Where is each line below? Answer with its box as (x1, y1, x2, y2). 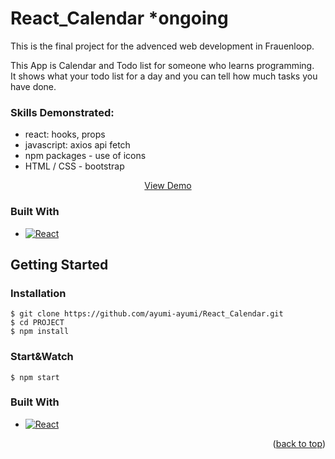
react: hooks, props (24, 128, 106, 141)
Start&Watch (10, 350, 74, 364)
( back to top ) (272, 437, 326, 449)
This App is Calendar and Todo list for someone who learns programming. (10, 59, 315, 71)
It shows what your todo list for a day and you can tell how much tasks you (10, 70, 318, 82)
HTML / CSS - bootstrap (24, 160, 125, 172)
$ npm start (10, 372, 60, 382)
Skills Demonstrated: (10, 105, 115, 119)
